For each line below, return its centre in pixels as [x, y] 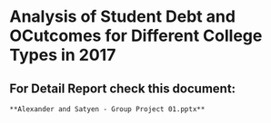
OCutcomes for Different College [136, 36]
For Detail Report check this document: [123, 88]
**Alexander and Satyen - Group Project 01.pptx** [107, 109]
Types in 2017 [63, 55]
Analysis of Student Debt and [123, 17]
